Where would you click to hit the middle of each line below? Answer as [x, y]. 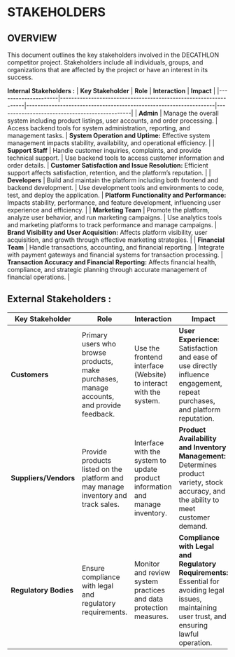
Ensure [93, 568]
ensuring [193, 625]
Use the [147, 348]
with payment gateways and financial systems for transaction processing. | [115, 255]
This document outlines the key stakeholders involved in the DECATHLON [113, 55]
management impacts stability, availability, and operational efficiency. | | [111, 143]
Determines [198, 465]
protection [151, 607]
